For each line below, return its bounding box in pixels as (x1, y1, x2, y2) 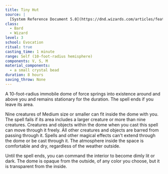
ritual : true (5, 44, 32, 49)
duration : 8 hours (5, 72, 43, 77)
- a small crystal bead (9, 68, 59, 73)
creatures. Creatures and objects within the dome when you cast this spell (5, 121, 158, 127)
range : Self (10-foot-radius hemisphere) (5, 53, 93, 59)
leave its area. (5, 101, 34, 107)
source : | (5, 12, 26, 17)
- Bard (9, 26, 23, 31)
